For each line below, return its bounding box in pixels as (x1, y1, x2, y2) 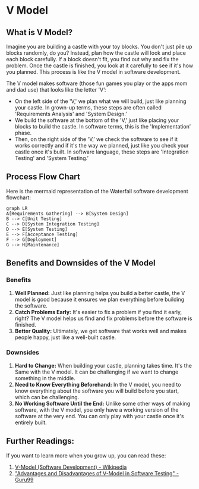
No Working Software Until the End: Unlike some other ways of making (14, 400, 191, 407)
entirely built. (14, 419, 48, 426)
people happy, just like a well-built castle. (14, 334, 116, 341)
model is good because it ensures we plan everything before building (14, 296, 185, 303)
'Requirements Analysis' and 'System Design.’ (14, 111, 127, 117)
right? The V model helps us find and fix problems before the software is (14, 315, 192, 322)
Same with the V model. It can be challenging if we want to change (14, 368, 179, 375)
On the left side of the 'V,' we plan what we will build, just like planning (14, 98, 187, 105)
